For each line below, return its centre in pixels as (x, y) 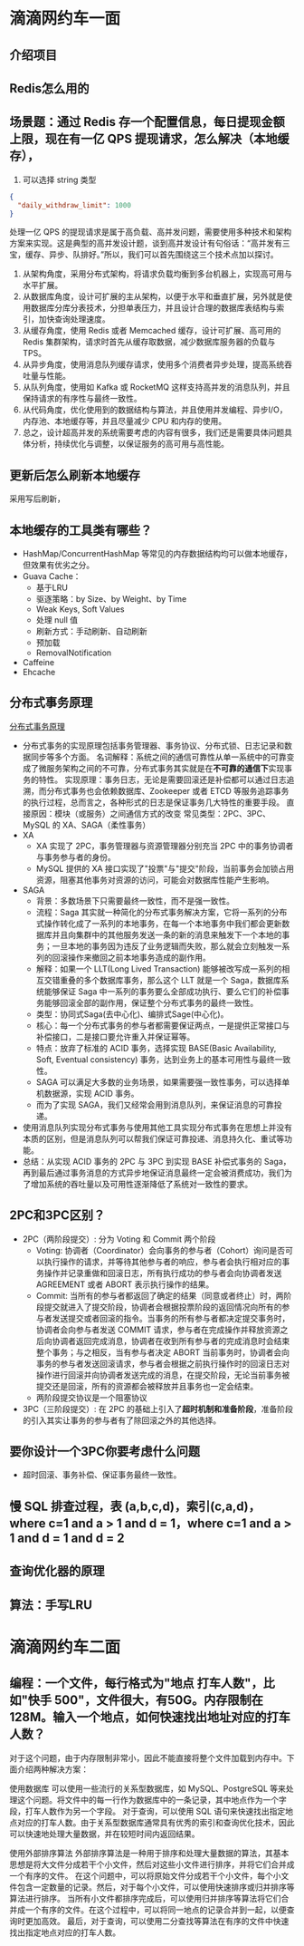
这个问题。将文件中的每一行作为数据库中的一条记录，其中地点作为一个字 (152, 1799)
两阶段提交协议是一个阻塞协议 (91, 1398)
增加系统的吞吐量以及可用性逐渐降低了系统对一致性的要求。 (142, 1184)
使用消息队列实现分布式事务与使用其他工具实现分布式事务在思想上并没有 (157, 1127)
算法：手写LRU (51, 1605)
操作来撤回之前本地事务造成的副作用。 (139, 957)
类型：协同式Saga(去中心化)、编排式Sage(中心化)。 (132, 1014)
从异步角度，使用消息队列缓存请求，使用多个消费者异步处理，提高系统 (153, 364)
